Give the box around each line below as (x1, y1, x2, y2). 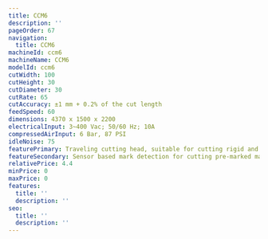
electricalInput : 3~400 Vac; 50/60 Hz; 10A (8, 123, 156, 131)
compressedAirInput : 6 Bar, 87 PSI (8, 130, 127, 138)
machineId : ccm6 (8, 49, 62, 57)
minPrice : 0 (8, 167, 48, 175)
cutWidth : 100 (8, 71, 56, 79)
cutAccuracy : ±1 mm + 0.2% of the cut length (8, 100, 162, 108)
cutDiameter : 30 (8, 85, 62, 94)
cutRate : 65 (8, 93, 48, 101)
